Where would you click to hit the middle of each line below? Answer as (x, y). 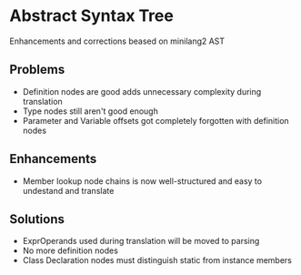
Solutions (37, 219)
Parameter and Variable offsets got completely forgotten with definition (156, 120)
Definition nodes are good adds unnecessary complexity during (142, 91)
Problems (37, 70)
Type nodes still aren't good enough (90, 111)
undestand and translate (68, 190)
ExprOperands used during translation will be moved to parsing (141, 241)
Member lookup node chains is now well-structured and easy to (142, 181)
